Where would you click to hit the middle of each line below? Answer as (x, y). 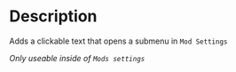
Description (53, 16)
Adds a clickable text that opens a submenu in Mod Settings (118, 41)
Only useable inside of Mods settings (77, 58)
